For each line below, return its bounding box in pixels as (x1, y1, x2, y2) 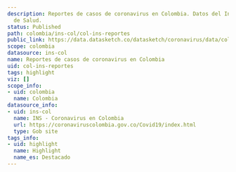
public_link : (7, 37, 46, 44)
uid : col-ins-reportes (7, 62, 74, 70)
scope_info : (7, 82, 42, 89)
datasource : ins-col (7, 50, 68, 57)
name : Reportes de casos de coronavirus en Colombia (7, 56, 165, 63)
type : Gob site (13, 128, 58, 135)
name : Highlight (13, 147, 61, 154)
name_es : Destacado (13, 154, 71, 161)
